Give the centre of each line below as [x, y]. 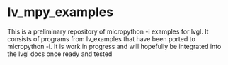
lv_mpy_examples [61, 12]
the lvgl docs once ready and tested [60, 54]
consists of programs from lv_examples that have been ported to [102, 38]
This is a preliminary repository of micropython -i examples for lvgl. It [108, 31]
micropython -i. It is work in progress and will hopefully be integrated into [114, 46]
